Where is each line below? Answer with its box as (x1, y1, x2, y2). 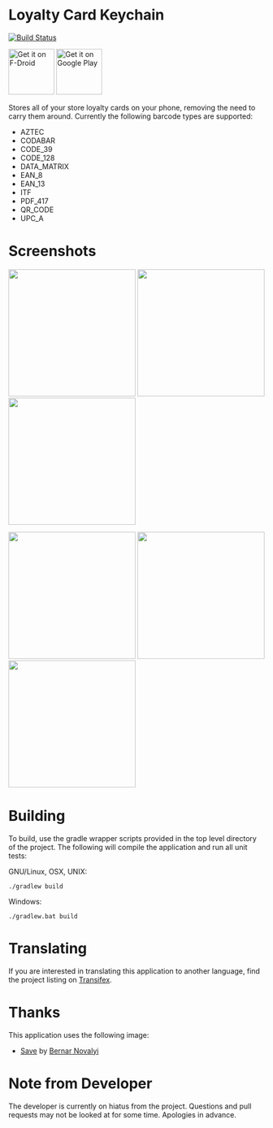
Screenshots (8, 242, 97, 261)
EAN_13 (19, 179, 45, 189)
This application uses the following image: (8, 1030, 149, 1039)
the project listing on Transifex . (8, 974, 112, 984)
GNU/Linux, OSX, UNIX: (8, 866, 88, 876)
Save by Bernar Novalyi (19, 1046, 99, 1056)
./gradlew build (8, 882, 63, 891)
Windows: (8, 896, 42, 906)
